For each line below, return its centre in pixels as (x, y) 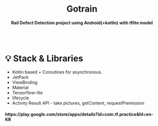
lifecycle (20, 98)
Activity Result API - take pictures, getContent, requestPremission (78, 103)
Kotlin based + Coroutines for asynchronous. (57, 72)
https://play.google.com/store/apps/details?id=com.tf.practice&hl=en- (79, 114)
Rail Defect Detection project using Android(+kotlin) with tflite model (82, 22)
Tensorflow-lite (27, 93)
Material (20, 88)
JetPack (20, 77)
